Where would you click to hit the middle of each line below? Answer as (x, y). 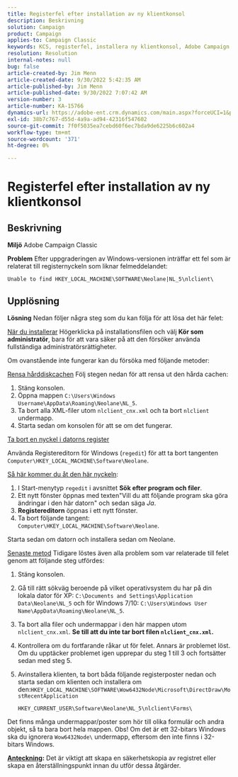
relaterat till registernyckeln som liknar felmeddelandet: (87, 266)
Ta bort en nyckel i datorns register (58, 439)
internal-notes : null (39, 60)
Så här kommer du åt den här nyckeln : (63, 474)
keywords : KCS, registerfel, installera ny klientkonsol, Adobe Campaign (119, 47)
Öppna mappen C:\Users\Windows (66, 395)
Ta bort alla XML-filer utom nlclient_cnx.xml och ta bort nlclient (113, 410)
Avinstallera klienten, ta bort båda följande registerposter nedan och (117, 674)
